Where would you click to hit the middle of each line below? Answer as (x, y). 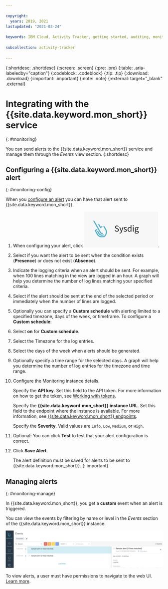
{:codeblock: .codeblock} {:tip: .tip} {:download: (100, 73)
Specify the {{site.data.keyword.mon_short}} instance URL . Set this (84, 406)
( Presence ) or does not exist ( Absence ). (55, 261)
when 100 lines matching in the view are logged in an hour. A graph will (86, 276)
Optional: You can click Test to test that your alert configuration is (81, 436)
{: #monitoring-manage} (30, 494)
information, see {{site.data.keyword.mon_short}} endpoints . (75, 416)
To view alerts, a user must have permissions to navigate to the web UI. (79, 576)
